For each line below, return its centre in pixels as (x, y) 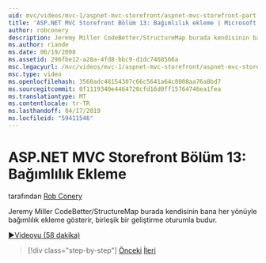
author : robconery (38, 30)
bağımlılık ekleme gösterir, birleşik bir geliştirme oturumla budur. (113, 220)
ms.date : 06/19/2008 (42, 52)
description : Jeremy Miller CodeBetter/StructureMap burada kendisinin (129, 38)
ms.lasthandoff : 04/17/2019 (55, 111)
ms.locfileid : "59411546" (51, 118)
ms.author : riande (38, 45)
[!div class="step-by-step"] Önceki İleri (91, 250)
